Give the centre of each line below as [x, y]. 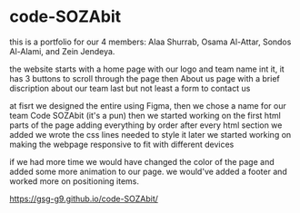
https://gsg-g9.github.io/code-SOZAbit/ [84, 198]
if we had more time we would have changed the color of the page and [142, 161]
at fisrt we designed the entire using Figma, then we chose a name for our [148, 105]
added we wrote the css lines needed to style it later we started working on [150, 134]
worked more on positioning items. [74, 181]
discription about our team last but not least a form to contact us [130, 88]
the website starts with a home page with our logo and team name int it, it [147, 69]
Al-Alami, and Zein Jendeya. [62, 51]
